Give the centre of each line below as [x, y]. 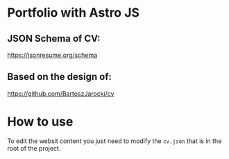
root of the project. [34, 148]
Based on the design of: [60, 77]
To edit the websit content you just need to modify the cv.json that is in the [114, 141]
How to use [40, 122]
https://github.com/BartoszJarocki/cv [61, 93]
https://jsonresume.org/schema [52, 55]
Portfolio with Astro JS [74, 13]
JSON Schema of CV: [54, 39]
